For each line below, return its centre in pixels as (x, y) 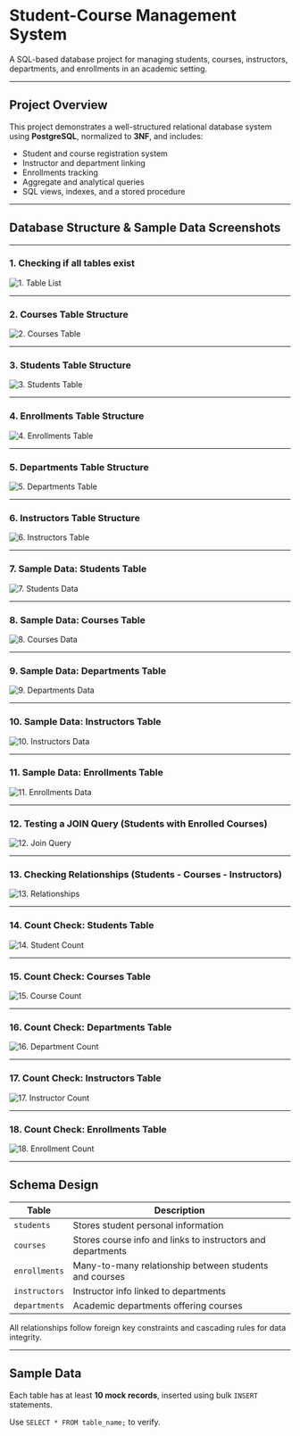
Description (179, 1210)
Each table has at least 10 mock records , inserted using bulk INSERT (134, 1395)
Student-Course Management (123, 16)
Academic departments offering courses (158, 1306)
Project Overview (58, 105)
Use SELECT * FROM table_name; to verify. (85, 1422)
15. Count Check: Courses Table (80, 976)
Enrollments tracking (60, 172)
